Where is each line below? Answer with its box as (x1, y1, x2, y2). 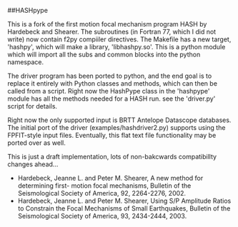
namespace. (7, 58, 44, 66)
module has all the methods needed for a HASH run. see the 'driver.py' (7, 94, 216, 103)
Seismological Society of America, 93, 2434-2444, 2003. (17, 212, 187, 220)
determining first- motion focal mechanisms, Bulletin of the (17, 181, 192, 190)
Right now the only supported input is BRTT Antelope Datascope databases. (7, 116, 232, 124)
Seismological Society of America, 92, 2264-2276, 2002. (17, 189, 187, 197)
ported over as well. (7, 138, 66, 147)
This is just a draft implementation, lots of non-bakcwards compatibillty (7, 153, 217, 161)
